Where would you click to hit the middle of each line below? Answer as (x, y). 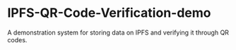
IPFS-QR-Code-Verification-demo (109, 13)
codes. (17, 39)
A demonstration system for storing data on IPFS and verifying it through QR (118, 32)
